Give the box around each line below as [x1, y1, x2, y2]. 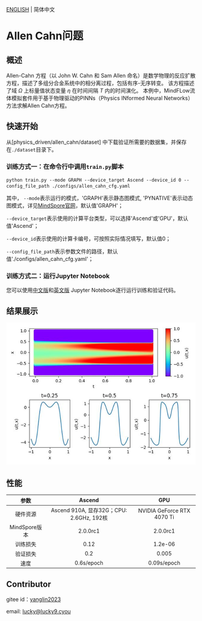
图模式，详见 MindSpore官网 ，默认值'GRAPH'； [6, 202, 123, 209]
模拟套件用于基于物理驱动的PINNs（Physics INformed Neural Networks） [11, 94, 194, 102]
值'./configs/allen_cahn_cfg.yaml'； [6, 255, 94, 263]
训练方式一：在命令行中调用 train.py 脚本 [6, 162, 124, 171]
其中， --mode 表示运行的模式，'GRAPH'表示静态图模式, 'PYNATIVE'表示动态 [6, 195, 194, 202]
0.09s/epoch [148, 559, 180, 567]
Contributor [6, 579, 51, 589]
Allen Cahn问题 [6, 29, 84, 43]
